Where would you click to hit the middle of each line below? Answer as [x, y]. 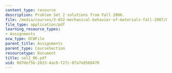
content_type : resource [31, 10]
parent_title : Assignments [34, 44]
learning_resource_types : [33, 29]
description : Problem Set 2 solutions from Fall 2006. [65, 15]
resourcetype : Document [31, 53]
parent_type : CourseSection [35, 48]
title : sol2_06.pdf [26, 58]
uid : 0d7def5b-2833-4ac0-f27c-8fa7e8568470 [52, 63]
